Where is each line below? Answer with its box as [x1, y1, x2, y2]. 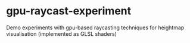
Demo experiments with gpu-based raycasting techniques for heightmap [6, 24, 185, 31]
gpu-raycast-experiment [6, 4, 132, 18]
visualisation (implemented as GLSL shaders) [6, 30, 117, 37]
